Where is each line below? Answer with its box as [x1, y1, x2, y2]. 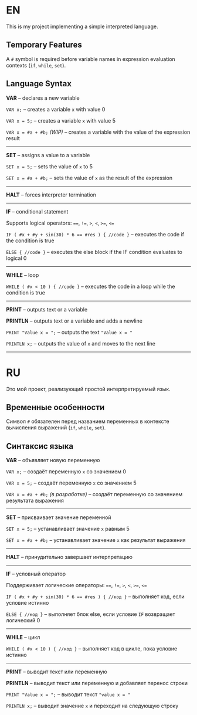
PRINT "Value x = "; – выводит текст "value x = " [6, 691, 131, 698]
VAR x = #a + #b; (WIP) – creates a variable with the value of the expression [6, 128, 191, 135]
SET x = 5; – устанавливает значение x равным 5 [6, 526, 130, 533]
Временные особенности [6, 402, 105, 412]
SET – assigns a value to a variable [6, 151, 90, 158]
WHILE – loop [6, 271, 39, 279]
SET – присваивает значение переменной [6, 514, 111, 521]
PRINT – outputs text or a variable [6, 306, 88, 313]
